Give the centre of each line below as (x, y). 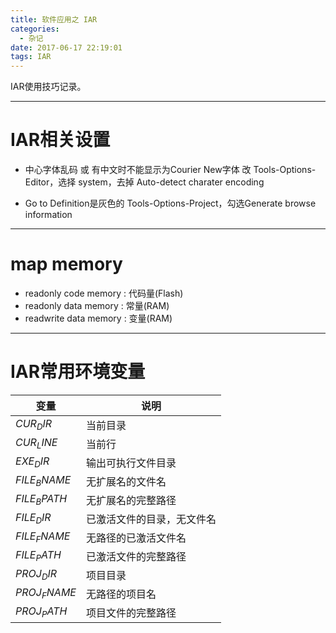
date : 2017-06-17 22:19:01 (66, 47)
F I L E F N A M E (43, 537)
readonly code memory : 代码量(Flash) (104, 293)
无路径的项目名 (121, 594)
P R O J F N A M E (46, 593)
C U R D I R (34, 425)
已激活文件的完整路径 (136, 556)
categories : (35, 29)
